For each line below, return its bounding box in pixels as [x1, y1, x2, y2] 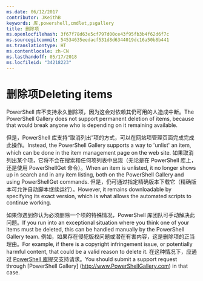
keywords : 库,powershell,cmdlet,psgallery [6, 20, 114, 26]
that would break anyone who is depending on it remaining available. [6, 121, 178, 129]
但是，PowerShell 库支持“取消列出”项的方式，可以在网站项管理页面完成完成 [6, 134, 195, 141]
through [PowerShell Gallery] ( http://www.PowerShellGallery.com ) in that [6, 262, 188, 270]
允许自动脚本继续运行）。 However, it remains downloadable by [16, 186, 171, 193]
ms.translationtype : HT [6, 43, 67, 49]
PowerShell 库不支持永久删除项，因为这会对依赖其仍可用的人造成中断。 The [6, 108, 195, 115]
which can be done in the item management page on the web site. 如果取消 [6, 149, 194, 157]
